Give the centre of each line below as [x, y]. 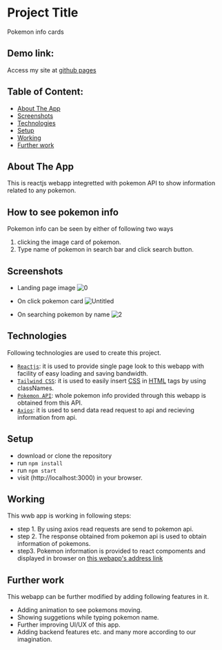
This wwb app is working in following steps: [69, 516]
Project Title [43, 13]
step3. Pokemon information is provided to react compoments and [111, 551]
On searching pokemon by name [63, 314]
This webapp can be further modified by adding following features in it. [108, 597]
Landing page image [46, 288]
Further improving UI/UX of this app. [69, 624]
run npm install [40, 463]
